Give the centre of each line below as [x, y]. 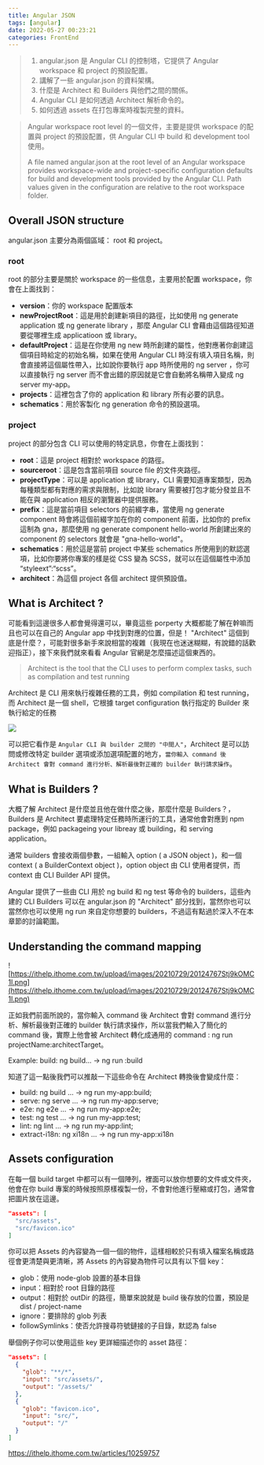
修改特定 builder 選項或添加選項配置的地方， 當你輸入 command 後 [124, 754]
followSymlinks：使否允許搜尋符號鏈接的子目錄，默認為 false [118, 1326]
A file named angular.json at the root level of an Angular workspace [136, 162]
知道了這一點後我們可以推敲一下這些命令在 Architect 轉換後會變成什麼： [125, 1077]
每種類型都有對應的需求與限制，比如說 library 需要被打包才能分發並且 [132, 490]
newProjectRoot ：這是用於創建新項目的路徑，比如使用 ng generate [129, 316]
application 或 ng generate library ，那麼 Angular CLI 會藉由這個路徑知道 [137, 326]
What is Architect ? [56, 603]
